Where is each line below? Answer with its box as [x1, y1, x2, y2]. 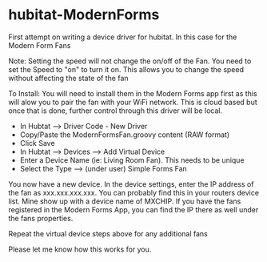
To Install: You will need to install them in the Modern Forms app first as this [8, 88, 257, 98]
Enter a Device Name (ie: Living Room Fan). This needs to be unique [19, 155, 245, 165]
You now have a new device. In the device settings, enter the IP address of [8, 179, 254, 189]
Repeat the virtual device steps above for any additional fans [8, 228, 208, 238]
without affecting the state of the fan [8, 73, 130, 83]
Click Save [19, 138, 55, 147]
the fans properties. [8, 213, 74, 223]
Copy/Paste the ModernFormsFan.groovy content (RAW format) [19, 130, 230, 139]
